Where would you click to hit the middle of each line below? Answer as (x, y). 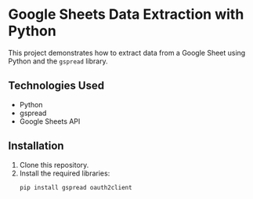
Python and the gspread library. (58, 61)
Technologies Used (56, 86)
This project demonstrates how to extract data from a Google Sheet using (127, 52)
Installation (36, 146)
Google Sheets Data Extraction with (126, 14)
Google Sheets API (50, 121)
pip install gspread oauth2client (76, 187)
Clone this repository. (54, 165)
